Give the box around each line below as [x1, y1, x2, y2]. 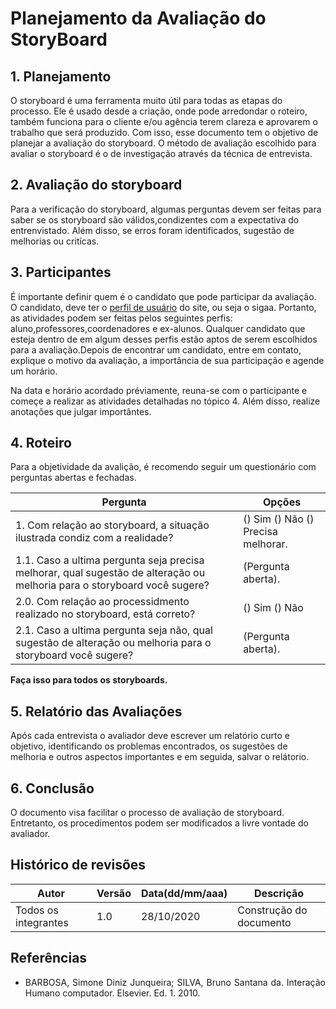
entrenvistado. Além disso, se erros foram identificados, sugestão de [10, 224, 295, 236]
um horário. [10, 365, 58, 377]
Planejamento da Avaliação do [10, 7, 267, 30]
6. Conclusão [10, 780, 95, 797]
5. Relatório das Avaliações [10, 703, 183, 720]
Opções [262, 495, 302, 509]
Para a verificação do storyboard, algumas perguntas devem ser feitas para [10, 203, 322, 215]
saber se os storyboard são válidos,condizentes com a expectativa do [10, 213, 300, 226]
